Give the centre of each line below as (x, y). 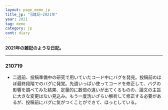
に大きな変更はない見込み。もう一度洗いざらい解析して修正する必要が (84, 96)
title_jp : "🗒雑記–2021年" (31, 14)
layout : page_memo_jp (28, 10)
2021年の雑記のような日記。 (34, 48)
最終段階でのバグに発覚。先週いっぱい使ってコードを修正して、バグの (89, 83)
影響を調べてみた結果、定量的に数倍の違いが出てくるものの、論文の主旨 (87, 90)
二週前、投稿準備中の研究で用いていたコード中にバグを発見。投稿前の (85, 77)
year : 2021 (16, 19)
